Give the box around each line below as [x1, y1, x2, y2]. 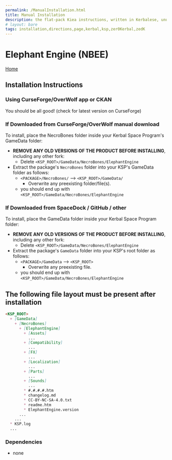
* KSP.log [10, 421, 31, 427]
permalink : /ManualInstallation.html [5, 7, 86, 13]
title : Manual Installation [5, 12, 66, 17]
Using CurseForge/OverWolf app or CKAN [5, 96, 112, 103]
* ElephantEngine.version [24, 407, 79, 412]
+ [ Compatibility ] [24, 340, 63, 345]
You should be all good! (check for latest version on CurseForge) [5, 107, 142, 114]
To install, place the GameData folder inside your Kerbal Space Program [5, 216, 157, 222]
